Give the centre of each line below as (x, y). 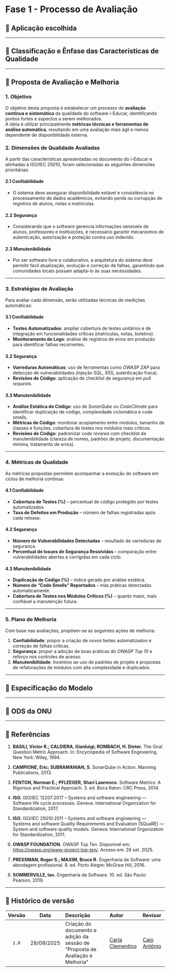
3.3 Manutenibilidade (28, 395)
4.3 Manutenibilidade (28, 569)
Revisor (152, 915)
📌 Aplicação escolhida (41, 28)
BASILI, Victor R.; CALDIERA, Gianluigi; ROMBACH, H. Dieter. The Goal (88, 746)
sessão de (77, 943)
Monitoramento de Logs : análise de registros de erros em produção (84, 339)
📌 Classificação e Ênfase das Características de (82, 51)
